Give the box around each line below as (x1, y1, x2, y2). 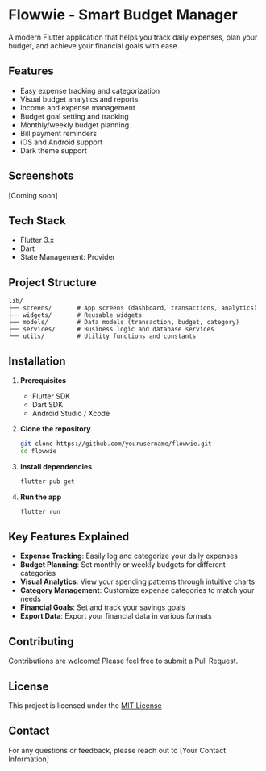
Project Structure (8, 276, 97, 290)
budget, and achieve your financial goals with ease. (8, 40, 180, 50)
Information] (8, 754, 50, 764)
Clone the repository (19, 424, 91, 433)
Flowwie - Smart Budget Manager (8, 6, 238, 24)
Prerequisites (19, 376, 67, 385)
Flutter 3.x (19, 235, 55, 245)
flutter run (19, 507, 60, 515)
